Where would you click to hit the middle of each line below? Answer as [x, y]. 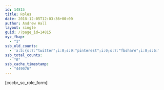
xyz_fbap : [15, 37]
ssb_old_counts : [21, 46]
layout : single [20, 28]
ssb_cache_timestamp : [27, 64]
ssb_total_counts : [24, 55]
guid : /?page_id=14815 [28, 32]
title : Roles [18, 14]
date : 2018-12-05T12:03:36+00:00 [39, 19]
